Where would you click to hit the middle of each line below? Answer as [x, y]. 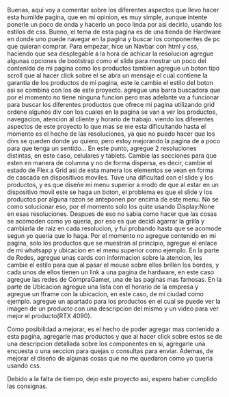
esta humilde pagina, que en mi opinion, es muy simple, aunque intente [107, 17]
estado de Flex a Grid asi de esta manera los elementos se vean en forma [110, 170]
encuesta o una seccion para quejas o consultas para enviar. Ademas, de [110, 351]
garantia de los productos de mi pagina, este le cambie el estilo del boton [110, 83]
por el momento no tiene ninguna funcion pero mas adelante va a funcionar [113, 97]
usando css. [24, 365]
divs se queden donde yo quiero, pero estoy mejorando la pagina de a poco [114, 141]
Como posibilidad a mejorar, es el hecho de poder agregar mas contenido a [113, 329]
